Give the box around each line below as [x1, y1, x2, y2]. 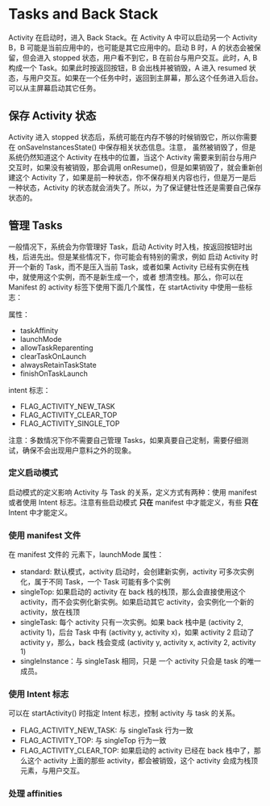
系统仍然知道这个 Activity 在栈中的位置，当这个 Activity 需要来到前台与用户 [8, 152, 257, 162]
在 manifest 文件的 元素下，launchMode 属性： [8, 550, 164, 559]
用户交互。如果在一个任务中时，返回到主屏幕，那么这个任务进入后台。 [29, 73, 263, 82]
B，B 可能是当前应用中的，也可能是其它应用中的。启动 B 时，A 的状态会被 [8, 42, 254, 53]
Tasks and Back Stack [8, 5, 159, 23]
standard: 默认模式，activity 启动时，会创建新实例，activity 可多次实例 [19, 567, 255, 576]
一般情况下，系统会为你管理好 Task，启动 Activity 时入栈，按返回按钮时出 [8, 242, 253, 251]
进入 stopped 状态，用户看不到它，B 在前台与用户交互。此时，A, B [35, 53, 258, 62]
